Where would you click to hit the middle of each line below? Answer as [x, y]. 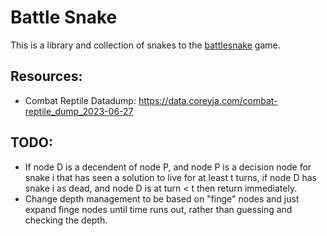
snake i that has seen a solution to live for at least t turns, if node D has [170, 177]
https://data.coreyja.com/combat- [208, 100]
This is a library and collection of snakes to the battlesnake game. [145, 45]
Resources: [46, 76]
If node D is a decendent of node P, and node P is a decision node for [168, 167]
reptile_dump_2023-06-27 [79, 111]
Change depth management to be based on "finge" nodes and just [162, 198]
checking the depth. [66, 220]
